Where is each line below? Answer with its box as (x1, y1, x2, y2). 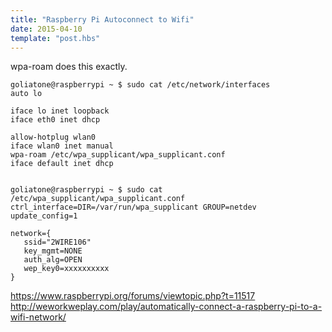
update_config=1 (10, 211, 78, 221)
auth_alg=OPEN (23, 255, 83, 265)
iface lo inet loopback (10, 106, 110, 116)
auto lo (10, 89, 43, 99)
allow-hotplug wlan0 (10, 132, 97, 143)
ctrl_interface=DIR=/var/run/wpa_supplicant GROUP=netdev (10, 202, 257, 213)
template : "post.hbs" (10, 33, 101, 43)
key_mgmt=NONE (23, 246, 83, 256)
